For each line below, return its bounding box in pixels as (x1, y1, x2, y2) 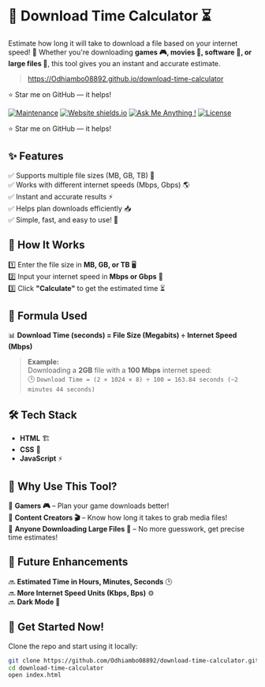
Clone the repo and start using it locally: (8, 641, 138, 651)
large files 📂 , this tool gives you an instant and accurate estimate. (8, 58, 221, 68)
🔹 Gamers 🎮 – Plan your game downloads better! (8, 501, 170, 510)
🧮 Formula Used (8, 309, 88, 323)
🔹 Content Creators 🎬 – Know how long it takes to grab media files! (8, 513, 228, 522)
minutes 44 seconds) (27, 386, 95, 394)
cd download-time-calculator (8, 664, 104, 672)
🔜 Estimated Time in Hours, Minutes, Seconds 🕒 (8, 577, 173, 586)
